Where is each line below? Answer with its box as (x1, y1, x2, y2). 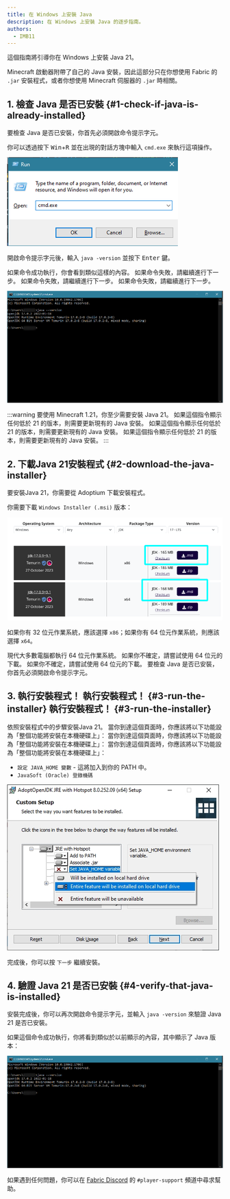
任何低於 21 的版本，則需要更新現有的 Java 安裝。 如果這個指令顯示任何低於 (7, 419, 221, 428)
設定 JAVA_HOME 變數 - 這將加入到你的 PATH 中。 (16, 763, 151, 771)
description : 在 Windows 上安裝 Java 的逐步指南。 (7, 18, 144, 25)
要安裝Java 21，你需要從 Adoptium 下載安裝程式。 (7, 489, 149, 497)
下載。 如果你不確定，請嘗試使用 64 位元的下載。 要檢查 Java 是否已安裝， (7, 659, 218, 668)
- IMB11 (13, 33, 36, 40)
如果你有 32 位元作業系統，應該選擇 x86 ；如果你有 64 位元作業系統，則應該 (7, 628, 220, 636)
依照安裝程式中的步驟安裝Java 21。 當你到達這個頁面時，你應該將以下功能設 (7, 723, 222, 731)
